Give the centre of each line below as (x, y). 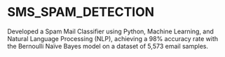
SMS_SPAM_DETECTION (81, 12)
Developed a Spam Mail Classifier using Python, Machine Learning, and (110, 31)
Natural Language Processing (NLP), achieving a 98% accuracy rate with (113, 38)
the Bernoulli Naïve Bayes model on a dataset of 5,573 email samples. (108, 46)
